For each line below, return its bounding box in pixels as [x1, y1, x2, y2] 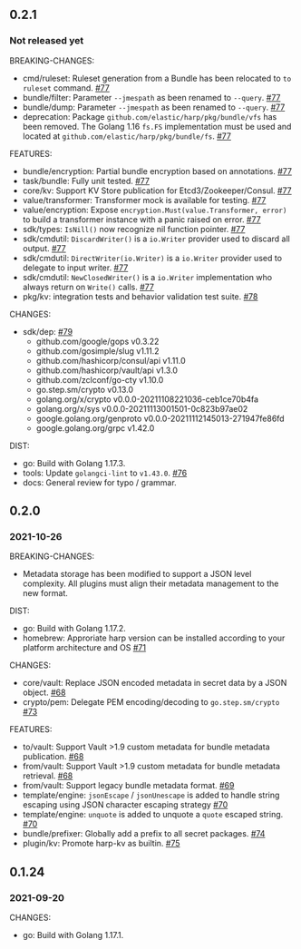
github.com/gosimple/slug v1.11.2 [35, 345, 160, 357]
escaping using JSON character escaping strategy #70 [22, 799, 228, 810]
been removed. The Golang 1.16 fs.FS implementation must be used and [22, 121, 292, 132]
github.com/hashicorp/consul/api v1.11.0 [35, 355, 186, 366]
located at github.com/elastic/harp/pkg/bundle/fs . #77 [22, 131, 231, 142]
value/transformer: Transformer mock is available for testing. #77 [22, 194, 267, 205]
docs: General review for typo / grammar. [22, 476, 177, 488]
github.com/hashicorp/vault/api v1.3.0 [35, 365, 179, 376]
